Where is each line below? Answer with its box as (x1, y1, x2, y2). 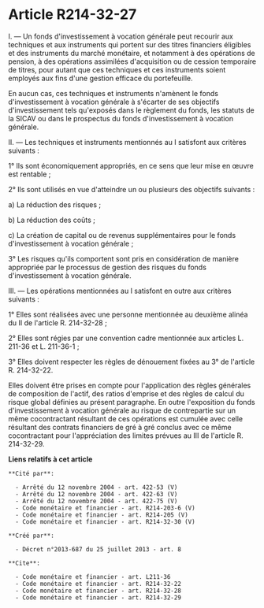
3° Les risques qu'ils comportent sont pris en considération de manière (8, 254, 239, 263)
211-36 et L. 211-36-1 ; (8, 341, 80, 351)
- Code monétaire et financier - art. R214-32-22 (15, 580, 181, 588)
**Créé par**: (8, 532, 55, 539)
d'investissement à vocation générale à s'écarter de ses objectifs (8, 97, 220, 106)
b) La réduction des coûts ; (8, 215, 96, 224)
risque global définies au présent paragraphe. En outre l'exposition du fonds (8, 397, 255, 406)
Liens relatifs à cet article (8, 454, 93, 464)
